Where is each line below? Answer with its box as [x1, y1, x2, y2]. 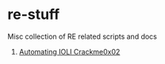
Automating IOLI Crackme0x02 [18, 47, 121, 56]
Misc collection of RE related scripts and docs [7, 32, 158, 41]
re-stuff [7, 6, 60, 24]
